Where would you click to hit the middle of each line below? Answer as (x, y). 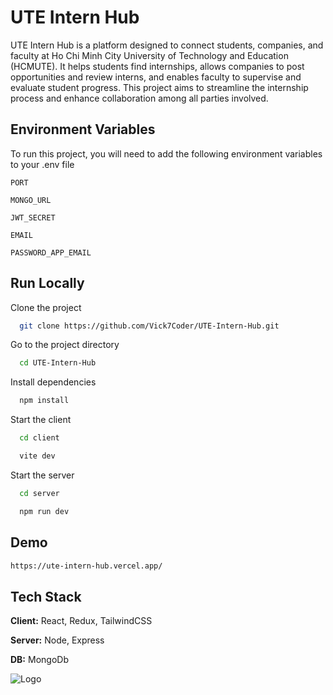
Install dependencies (53, 382)
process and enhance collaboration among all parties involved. (139, 98)
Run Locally (47, 283)
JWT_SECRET (33, 217)
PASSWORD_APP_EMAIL (51, 252)
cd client (39, 438)
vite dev (37, 456)
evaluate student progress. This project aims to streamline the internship (159, 87)
